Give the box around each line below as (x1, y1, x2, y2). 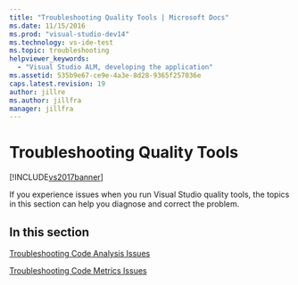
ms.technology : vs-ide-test (9, 37, 114, 47)
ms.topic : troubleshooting (9, 46, 110, 55)
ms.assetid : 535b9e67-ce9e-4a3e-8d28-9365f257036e (9, 71, 202, 80)
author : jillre (9, 87, 66, 96)
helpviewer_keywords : (9, 54, 90, 63)
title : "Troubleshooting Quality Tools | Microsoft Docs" (9, 12, 229, 22)
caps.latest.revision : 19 (9, 79, 105, 88)
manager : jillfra (9, 104, 74, 113)
